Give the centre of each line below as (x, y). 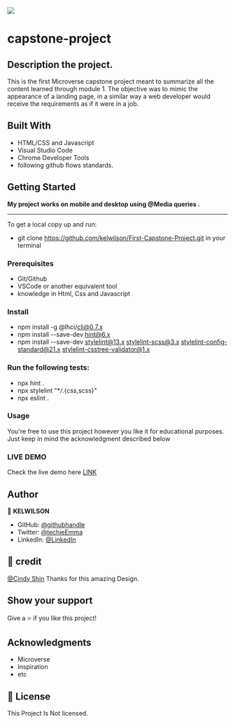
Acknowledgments (50, 642)
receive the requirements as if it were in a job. (73, 104)
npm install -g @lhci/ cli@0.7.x (60, 327)
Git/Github (32, 279)
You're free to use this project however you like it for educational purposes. (116, 431)
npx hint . (31, 383)
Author (23, 494)
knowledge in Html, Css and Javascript (74, 293)
